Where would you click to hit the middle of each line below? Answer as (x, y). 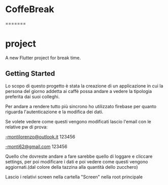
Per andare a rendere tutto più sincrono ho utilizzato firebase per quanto (81, 106)
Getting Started (30, 74)
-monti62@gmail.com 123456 (36, 146)
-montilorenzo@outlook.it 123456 (40, 136)
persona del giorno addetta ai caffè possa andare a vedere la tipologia (79, 91)
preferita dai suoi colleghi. (32, 97)
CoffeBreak (30, 9)
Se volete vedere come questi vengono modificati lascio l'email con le (78, 121)
